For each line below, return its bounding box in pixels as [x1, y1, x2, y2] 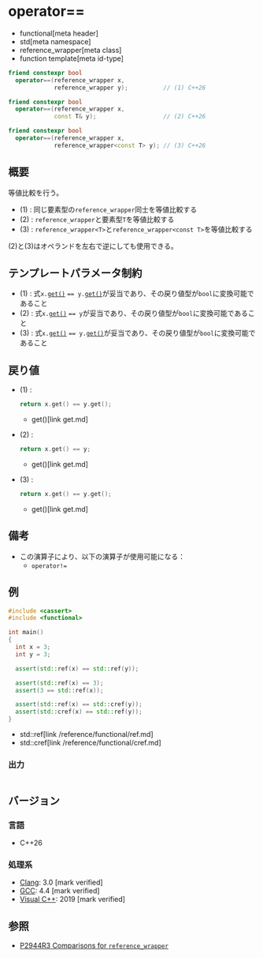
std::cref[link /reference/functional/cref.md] [19, 738, 161, 747]
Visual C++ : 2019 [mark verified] [19, 895, 126, 904]
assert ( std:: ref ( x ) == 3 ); [15, 678, 104, 687]
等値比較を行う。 [8, 188, 64, 197]
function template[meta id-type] [19, 54, 124, 63]
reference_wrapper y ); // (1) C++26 [54, 84, 206, 92]
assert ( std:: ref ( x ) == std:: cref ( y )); [15, 701, 143, 708]
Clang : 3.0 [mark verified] [19, 877, 104, 887]
